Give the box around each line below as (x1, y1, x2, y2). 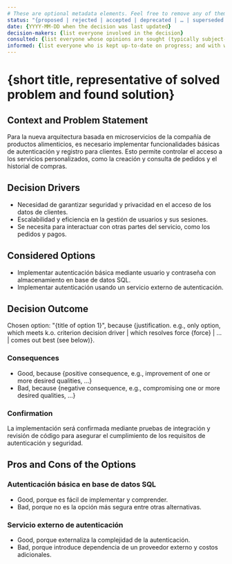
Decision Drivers (7, 182, 81, 194)
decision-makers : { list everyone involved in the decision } (7, 29, 184, 37)
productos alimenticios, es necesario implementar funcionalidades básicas (7, 140, 220, 148)
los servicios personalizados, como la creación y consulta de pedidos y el (7, 155, 217, 163)
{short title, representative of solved (7, 72, 220, 88)
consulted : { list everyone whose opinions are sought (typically (7, 36, 199, 43)
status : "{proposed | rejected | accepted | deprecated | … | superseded (7, 17, 224, 24)
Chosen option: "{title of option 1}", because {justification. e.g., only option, (7, 321, 221, 329)
